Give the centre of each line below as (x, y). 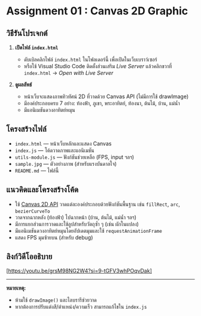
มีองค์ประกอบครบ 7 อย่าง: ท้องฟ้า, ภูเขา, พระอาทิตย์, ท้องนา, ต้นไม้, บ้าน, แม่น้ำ (102, 103)
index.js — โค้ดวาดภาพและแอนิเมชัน (54, 150)
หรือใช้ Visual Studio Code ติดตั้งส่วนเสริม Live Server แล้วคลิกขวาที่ (98, 66)
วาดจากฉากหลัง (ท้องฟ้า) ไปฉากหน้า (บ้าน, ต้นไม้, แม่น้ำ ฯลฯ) (75, 217)
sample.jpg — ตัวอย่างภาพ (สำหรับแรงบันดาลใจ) (66, 163)
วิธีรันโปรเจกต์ (27, 33)
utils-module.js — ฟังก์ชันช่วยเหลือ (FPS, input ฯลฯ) (74, 157)
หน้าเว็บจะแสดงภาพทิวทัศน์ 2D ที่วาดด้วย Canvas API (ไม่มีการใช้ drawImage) (106, 96)
